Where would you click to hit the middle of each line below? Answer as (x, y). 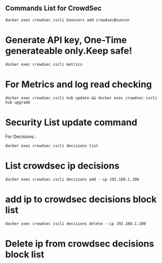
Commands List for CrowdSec (53, 8)
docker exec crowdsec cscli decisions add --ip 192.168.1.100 (72, 179)
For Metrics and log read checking (79, 84)
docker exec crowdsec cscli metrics (44, 64)
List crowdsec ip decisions (63, 165)
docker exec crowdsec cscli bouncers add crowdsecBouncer (68, 20)
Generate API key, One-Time (66, 40)
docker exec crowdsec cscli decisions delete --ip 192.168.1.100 (75, 223)
